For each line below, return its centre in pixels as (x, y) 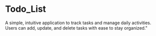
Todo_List (26, 9)
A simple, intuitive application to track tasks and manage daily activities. (78, 23)
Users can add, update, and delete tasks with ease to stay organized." (76, 28)
